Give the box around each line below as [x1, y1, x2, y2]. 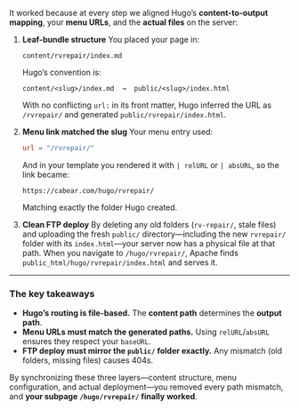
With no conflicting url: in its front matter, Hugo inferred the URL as [21, 100, 272, 110]
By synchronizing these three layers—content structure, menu [9, 373, 238, 383]
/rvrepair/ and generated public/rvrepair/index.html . [21, 109, 227, 119]
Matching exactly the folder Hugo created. [21, 202, 178, 213]
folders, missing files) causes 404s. [21, 355, 154, 366]
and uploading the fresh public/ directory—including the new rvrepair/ [21, 229, 287, 239]
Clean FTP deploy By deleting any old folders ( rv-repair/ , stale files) [21, 219, 277, 229]
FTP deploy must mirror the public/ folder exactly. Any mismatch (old [21, 346, 283, 357]
